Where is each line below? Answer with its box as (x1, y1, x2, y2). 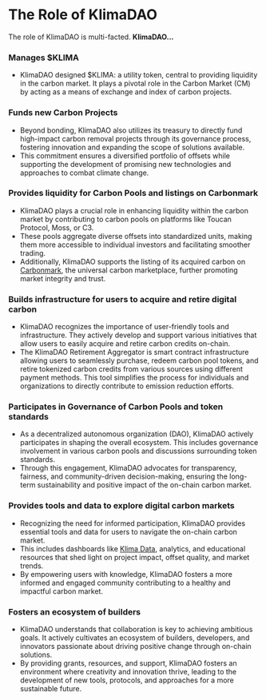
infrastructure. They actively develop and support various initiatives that (19, 330, 257, 340)
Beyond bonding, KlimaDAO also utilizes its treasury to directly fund (19, 125, 243, 135)
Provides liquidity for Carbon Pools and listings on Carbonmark (8, 188, 259, 199)
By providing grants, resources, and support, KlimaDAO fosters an (19, 658, 237, 668)
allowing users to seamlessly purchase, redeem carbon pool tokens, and (19, 356, 259, 365)
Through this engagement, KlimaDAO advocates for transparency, (19, 463, 237, 473)
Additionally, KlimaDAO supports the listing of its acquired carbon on (19, 257, 246, 266)
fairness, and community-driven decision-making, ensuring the (19, 471, 228, 481)
